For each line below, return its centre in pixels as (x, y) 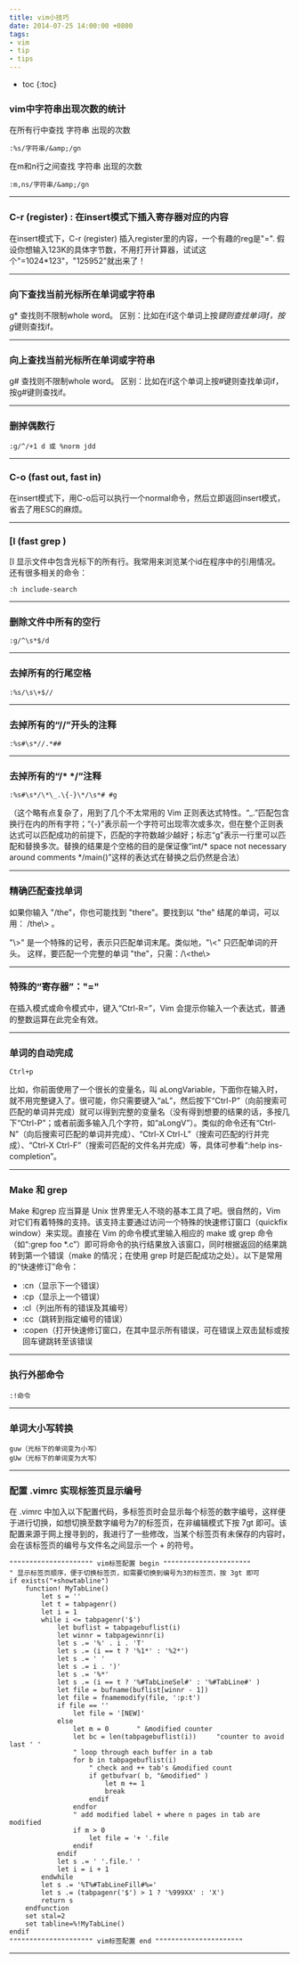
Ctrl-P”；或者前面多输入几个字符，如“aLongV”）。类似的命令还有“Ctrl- (149, 1123)
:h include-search (43, 590)
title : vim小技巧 (39, 17)
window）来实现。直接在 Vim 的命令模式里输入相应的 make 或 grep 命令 (141, 1233)
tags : (19, 34)
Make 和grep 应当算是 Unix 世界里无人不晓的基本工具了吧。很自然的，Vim (145, 1211)
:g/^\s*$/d (29, 641)
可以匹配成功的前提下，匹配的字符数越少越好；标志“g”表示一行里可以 (151, 835)
